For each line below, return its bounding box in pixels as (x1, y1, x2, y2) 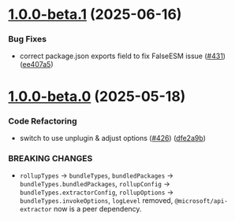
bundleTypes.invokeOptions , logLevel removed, (19, 196, 173, 205)
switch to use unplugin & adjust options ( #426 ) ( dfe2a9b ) (19, 133, 207, 142)
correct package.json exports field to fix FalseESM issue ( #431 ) (19, 51, 226, 61)
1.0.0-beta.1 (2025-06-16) (8, 6, 182, 24)
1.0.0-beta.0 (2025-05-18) (8, 87, 186, 105)
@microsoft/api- (174, 197, 229, 205)
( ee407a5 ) (19, 60, 54, 69)
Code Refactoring (8, 116, 77, 127)
